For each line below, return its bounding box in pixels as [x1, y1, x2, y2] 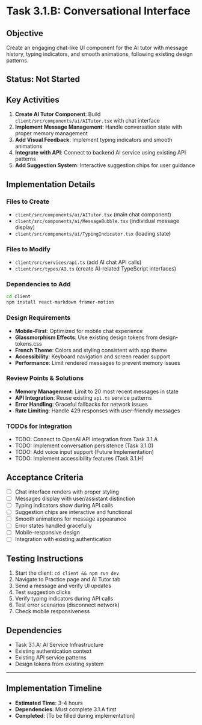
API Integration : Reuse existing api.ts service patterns [14, 394, 152, 401]
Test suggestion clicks [14, 589, 71, 596]
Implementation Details [6, 179, 96, 189]
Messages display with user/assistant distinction [14, 495, 135, 502]
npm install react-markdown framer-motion [6, 299, 114, 305]
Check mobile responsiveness [14, 608, 90, 615]
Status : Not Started [6, 74, 80, 85]
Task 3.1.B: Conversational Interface [6, 4, 191, 18]
